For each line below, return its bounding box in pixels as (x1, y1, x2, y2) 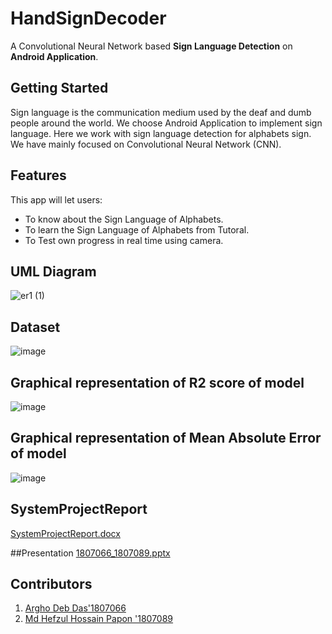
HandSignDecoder (10, 7, 167, 30)
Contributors (10, 576, 93, 593)
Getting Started (10, 80, 109, 97)
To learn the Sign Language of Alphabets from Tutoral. (24, 223, 250, 236)
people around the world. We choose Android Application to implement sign (10, 117, 323, 129)
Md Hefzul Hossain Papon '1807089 (24, 613, 174, 625)
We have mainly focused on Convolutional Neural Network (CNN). (10, 138, 282, 150)
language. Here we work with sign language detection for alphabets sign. (10, 127, 312, 139)
